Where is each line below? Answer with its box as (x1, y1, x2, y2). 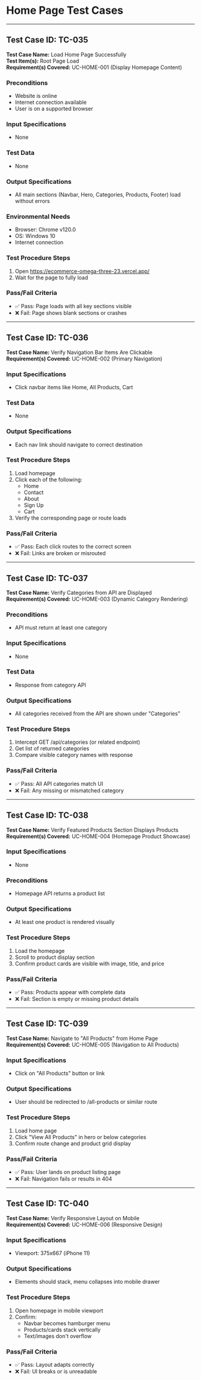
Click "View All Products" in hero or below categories (14, 1133, 147, 1140)
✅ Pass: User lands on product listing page (14, 1169, 121, 1176)
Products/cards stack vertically (23, 1326, 101, 1333)
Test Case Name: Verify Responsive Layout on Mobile (6, 1214, 139, 1221)
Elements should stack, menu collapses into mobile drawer (14, 1278, 160, 1286)
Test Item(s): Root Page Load (6, 57, 80, 64)
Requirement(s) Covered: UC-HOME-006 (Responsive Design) (6, 1221, 163, 1228)
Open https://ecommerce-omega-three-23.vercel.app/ (14, 267, 150, 275)
